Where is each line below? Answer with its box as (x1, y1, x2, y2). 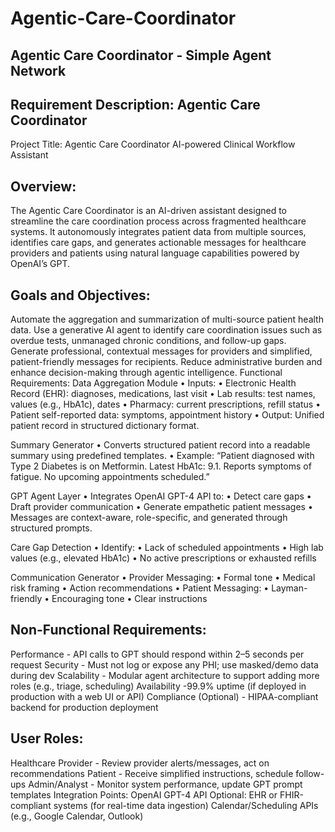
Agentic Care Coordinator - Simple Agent (10, 47, 272, 64)
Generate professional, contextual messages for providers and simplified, (10, 345, 313, 357)
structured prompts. (10, 522, 93, 534)
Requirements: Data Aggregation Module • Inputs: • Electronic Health (10, 377, 297, 389)
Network (10, 62, 67, 79)
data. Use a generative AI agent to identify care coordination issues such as (10, 324, 323, 336)
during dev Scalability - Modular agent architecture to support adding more (10, 669, 320, 681)
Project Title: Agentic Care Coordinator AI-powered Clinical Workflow (10, 138, 296, 151)
